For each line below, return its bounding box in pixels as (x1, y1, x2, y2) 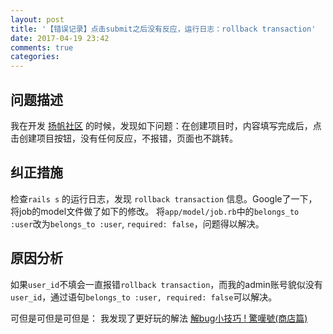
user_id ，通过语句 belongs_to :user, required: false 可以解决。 (10, 291, 278, 303)
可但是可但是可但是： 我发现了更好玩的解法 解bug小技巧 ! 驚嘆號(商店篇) (10, 312, 308, 324)
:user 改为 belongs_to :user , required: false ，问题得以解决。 (10, 217, 265, 230)
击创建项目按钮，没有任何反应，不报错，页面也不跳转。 (10, 132, 238, 144)
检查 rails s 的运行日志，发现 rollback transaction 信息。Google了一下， (10, 192, 318, 205)
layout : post (10, 14, 65, 25)
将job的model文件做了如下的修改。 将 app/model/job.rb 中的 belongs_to (10, 205, 300, 217)
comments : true (10, 42, 74, 53)
